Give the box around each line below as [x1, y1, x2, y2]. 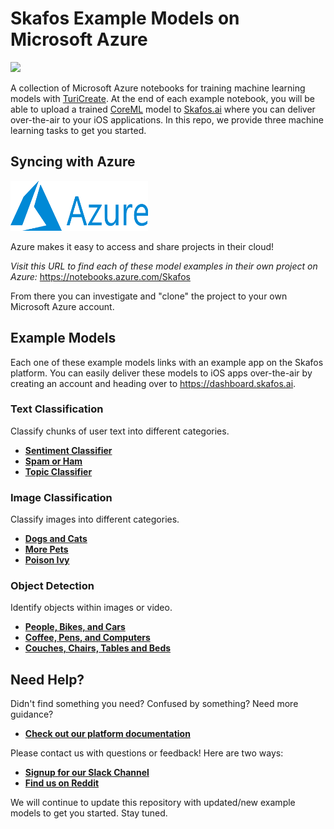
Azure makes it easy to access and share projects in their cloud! [10, 240, 275, 252]
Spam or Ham [24, 455, 83, 467]
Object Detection [10, 579, 95, 593]
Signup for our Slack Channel [24, 767, 150, 779]
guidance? [10, 708, 54, 721]
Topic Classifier [24, 465, 93, 477]
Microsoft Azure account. [10, 300, 115, 312]
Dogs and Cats [24, 533, 88, 545]
